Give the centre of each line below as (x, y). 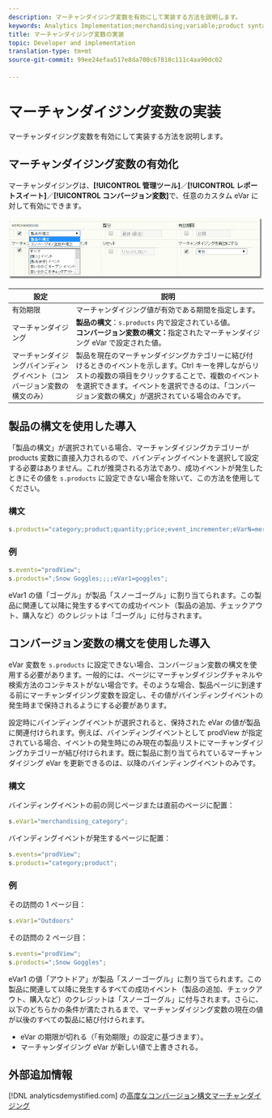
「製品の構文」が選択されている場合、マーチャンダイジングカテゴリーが (129, 447)
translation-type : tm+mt (50, 52)
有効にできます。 (58, 205)
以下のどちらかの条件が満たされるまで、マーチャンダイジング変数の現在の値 (136, 1009)
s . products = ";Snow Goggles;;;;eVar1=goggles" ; (88, 578)
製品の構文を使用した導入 (72, 426)
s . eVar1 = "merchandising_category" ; (68, 821)
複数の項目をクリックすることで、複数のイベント (178, 376)
